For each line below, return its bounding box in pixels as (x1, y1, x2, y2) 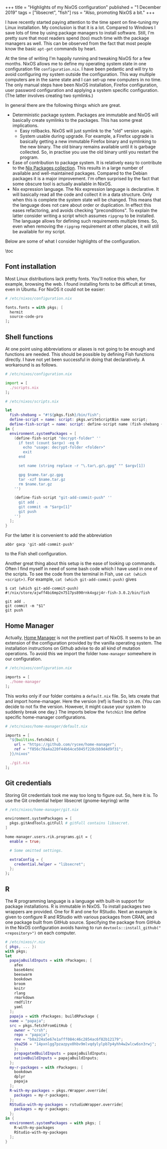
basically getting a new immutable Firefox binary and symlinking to (19, 138, 157, 144)
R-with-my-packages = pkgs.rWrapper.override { (9, 1088, 108, 1093)
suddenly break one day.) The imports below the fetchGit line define (5, 709, 147, 715)
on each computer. (37, 930, 76, 936)
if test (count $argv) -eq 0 (18, 440, 79, 445)
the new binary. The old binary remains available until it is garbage (19, 144, 156, 149)
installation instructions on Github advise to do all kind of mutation (5, 645, 141, 651)
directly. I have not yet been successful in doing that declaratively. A (5, 357, 145, 363)
